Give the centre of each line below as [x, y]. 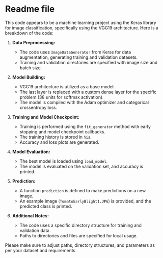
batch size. [31, 68]
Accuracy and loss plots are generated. [59, 142]
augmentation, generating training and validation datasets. [79, 57]
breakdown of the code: [29, 33]
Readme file [30, 9]
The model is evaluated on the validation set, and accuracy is [81, 166]
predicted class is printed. [46, 206]
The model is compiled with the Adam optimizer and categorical [84, 102]
